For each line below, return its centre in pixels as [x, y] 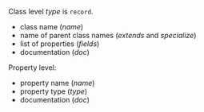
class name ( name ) [52, 27]
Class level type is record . [51, 12]
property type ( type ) [54, 91]
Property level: [32, 68]
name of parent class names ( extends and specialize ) [108, 35]
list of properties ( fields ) [60, 44]
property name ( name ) [57, 83]
